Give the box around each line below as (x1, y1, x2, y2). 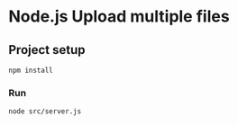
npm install (8, 66, 53, 75)
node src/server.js (8, 107, 82, 116)
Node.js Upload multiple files (8, 6, 231, 27)
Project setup (8, 42, 87, 58)
